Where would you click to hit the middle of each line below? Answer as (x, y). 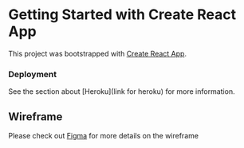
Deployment (33, 74)
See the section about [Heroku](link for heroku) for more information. (122, 92)
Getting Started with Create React (122, 15)
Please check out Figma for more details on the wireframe (104, 136)
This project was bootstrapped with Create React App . (98, 53)
